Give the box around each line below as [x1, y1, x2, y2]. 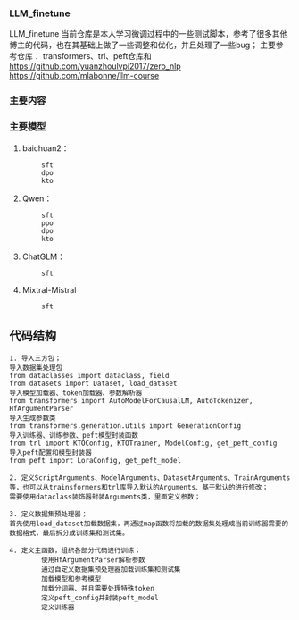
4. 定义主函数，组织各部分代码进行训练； [9, 546, 141, 556]
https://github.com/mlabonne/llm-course [9, 71, 160, 81]
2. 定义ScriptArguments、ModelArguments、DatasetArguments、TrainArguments [9, 473, 291, 482]
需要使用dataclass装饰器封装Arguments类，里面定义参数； [9, 492, 201, 502]
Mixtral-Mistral [21, 284, 77, 295]
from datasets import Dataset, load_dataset [9, 379, 178, 389]
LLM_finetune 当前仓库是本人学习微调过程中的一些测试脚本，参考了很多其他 [9, 29, 288, 39]
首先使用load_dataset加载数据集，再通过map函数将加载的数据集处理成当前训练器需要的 [9, 519, 288, 529]
